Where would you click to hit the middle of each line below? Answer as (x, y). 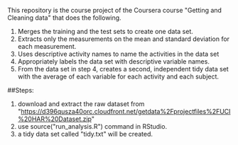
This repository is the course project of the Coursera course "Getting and (115, 10)
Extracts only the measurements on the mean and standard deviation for (123, 39)
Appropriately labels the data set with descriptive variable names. (113, 62)
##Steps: (21, 90)
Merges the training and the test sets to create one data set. (105, 31)
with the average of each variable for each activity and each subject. (118, 76)
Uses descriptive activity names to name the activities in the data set (118, 54)
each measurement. (47, 46)
